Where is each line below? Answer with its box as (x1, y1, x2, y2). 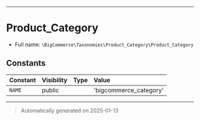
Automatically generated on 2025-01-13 (20, 107, 119, 114)
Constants (6, 58, 46, 69)
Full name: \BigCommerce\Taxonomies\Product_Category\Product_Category (14, 41, 194, 48)
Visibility (41, 76, 68, 84)
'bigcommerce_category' (93, 86, 164, 94)
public (41, 86, 60, 94)
